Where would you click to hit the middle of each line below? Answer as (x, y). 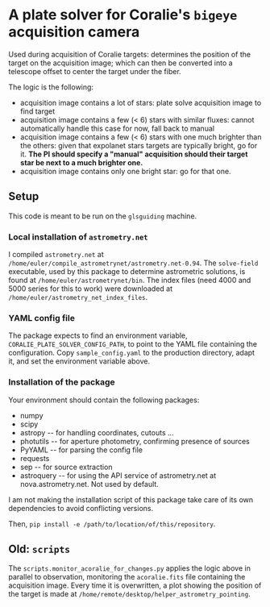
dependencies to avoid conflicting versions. (81, 508)
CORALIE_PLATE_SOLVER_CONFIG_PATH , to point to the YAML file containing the (133, 344)
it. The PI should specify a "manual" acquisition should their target (134, 154)
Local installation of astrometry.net (78, 237)
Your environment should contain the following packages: (104, 400)
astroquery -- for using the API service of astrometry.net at (118, 475)
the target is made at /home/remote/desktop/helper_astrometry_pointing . (130, 594)
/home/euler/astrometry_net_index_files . (78, 297)
